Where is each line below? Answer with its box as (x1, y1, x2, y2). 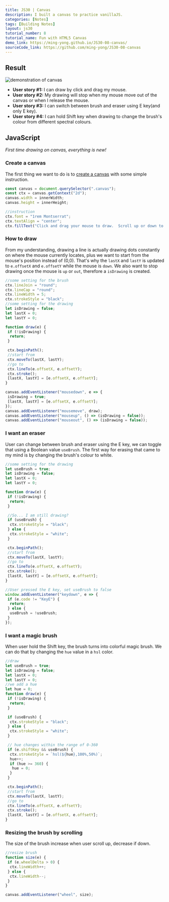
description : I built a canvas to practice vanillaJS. (5, 12, 123, 17)
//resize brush (5, 851, 37, 856)
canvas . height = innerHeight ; (5, 200, 69, 205)
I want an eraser (5, 430, 45, 437)
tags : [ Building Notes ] (5, 21, 55, 27)
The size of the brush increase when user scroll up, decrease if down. (5, 840, 151, 847)
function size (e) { (5, 855, 46, 860)
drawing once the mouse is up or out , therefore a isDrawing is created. (5, 268, 151, 274)
